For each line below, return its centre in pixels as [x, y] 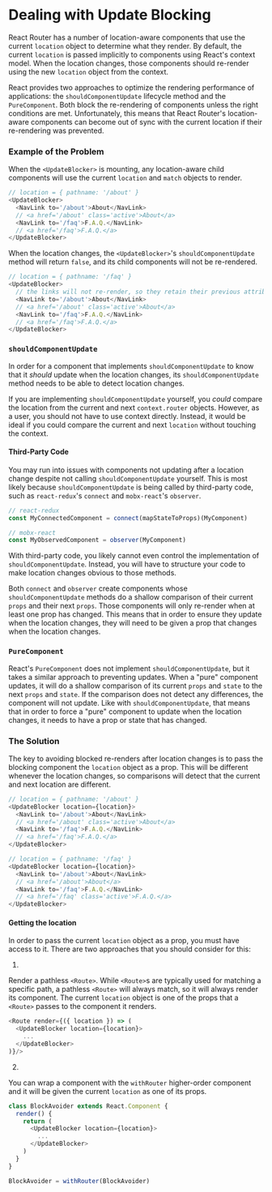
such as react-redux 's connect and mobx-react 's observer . [105, 495]
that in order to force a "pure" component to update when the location [125, 711]
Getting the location [42, 922]
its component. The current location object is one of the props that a [123, 998]
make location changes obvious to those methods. [92, 573]
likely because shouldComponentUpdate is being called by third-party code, [131, 487]
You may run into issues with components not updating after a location [126, 470]
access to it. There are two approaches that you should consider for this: [130, 949]
